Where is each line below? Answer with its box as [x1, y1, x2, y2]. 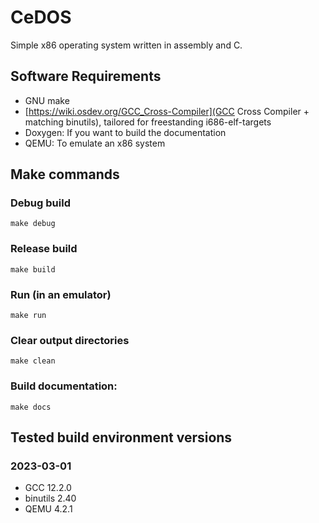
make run [10, 311, 47, 321]
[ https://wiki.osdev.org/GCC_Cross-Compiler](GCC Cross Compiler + [24, 105, 310, 117]
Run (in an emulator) [10, 287, 112, 301]
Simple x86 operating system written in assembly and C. [10, 39, 243, 51]
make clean [10, 356, 56, 366]
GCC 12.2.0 [24, 482, 72, 494]
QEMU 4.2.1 [24, 503, 73, 515]
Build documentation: [10, 379, 118, 393]
